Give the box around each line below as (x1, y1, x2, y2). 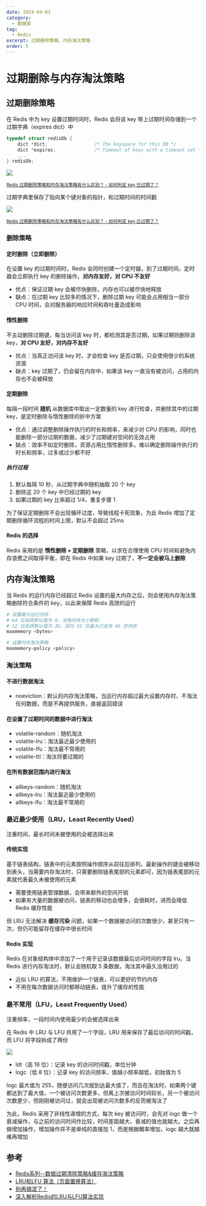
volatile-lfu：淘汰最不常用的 (15, 745, 86, 753)
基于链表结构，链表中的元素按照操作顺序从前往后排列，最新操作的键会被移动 (6, 861, 200, 868)
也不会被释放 (20, 375, 53, 382)
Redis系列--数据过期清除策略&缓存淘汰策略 (15, 1170, 124, 1177)
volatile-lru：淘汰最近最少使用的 (15, 738, 96, 745)
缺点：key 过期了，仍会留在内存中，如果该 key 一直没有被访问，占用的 (15, 367, 194, 375)
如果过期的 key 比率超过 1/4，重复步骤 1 (15, 496, 116, 503)
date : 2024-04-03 (6, 9, 51, 15)
